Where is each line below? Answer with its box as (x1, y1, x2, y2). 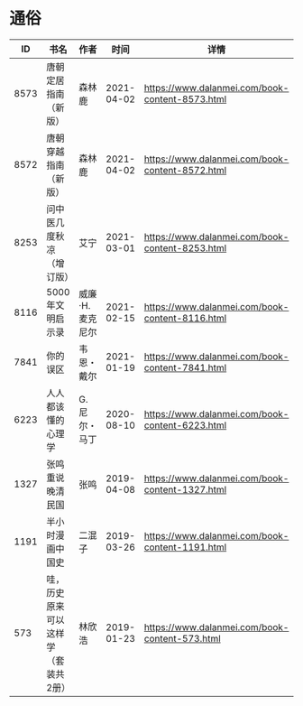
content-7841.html (143, 361, 227, 374)
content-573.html (143, 632, 221, 645)
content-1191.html (143, 541, 227, 553)
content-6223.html (143, 419, 227, 432)
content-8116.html (143, 311, 227, 324)
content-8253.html (143, 241, 227, 254)
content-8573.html (143, 92, 227, 105)
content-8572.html (143, 163, 227, 176)
